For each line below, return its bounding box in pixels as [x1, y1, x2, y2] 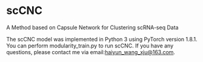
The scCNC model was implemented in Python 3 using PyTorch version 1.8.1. [6, 35, 198, 43]
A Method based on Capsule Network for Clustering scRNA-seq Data [6, 24, 179, 31]
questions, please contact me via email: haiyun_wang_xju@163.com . [6, 48, 176, 55]
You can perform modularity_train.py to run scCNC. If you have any [6, 42, 174, 49]
